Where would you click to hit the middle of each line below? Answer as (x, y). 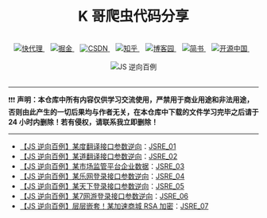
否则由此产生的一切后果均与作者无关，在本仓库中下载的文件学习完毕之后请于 (133, 111)
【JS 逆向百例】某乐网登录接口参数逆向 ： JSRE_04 (102, 176)
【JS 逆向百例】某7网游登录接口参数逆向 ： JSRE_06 (104, 196)
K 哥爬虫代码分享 (133, 16)
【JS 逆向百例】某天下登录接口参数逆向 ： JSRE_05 (102, 186)
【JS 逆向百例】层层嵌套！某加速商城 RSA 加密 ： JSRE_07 (114, 206)
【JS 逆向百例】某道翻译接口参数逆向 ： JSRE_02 (99, 156)
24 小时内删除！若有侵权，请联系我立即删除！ (83, 122)
